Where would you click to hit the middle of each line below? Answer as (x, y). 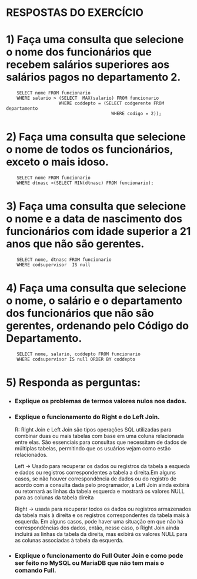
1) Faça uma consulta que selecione (95, 40)
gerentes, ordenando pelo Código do (98, 326)
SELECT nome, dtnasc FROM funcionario (64, 260)
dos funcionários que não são (80, 313)
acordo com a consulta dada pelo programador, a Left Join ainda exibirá (102, 485)
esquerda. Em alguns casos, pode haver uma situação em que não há (99, 522)
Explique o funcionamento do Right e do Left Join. (87, 417)
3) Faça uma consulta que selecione (96, 206)
